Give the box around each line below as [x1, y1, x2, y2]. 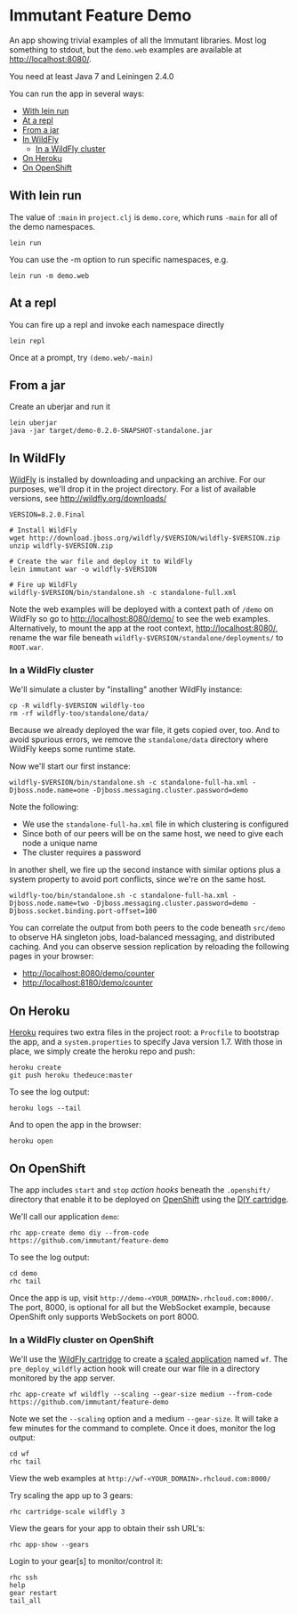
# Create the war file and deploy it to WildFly [9, 558, 193, 567]
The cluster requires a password [21, 847, 141, 858]
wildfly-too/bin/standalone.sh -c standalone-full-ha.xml [9, 892, 229, 901]
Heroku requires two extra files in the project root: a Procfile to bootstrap [9, 1027, 280, 1038]
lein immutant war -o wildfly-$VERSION [9, 565, 157, 575]
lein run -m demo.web [9, 271, 90, 281]
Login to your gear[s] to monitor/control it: [9, 1556, 164, 1567]
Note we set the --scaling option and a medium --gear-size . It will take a [9, 1414, 278, 1424]
